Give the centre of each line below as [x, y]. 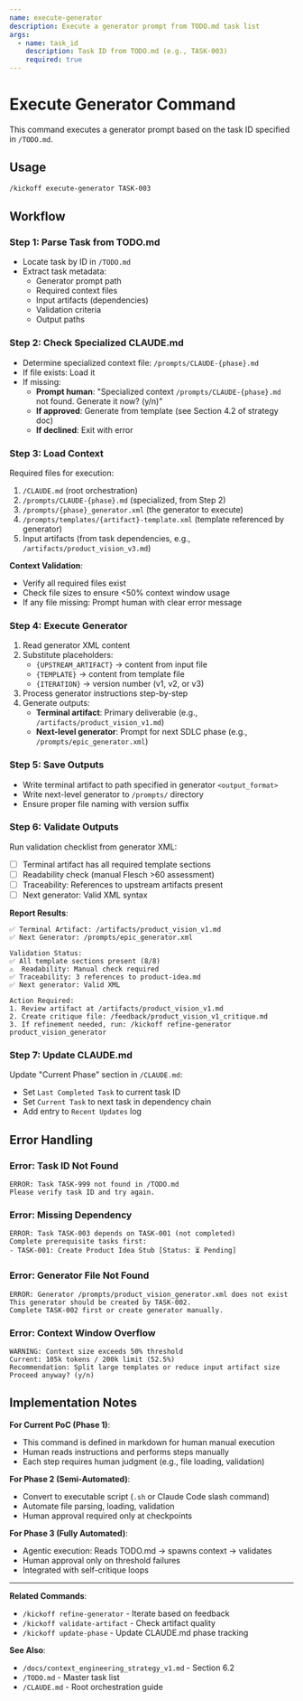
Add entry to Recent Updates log [82, 1112]
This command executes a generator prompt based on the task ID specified [150, 129]
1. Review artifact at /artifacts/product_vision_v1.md [116, 1009]
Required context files [77, 291]
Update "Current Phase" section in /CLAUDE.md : [96, 1075]
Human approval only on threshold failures [101, 1560]
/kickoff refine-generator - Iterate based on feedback [126, 1613]
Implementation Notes [73, 1403]
